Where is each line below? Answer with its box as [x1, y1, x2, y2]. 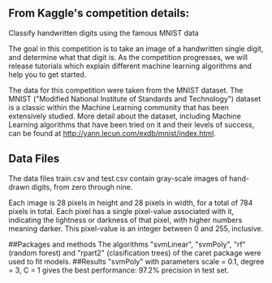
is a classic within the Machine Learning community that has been [8, 102, 230, 112]
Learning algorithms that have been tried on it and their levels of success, [8, 119, 255, 129]
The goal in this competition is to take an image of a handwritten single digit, [8, 44, 264, 54]
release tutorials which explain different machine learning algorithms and [8, 61, 252, 71]
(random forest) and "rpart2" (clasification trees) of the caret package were [8, 247, 261, 258]
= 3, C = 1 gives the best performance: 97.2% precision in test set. [8, 265, 230, 275]
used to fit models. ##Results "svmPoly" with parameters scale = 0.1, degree [8, 256, 265, 266]
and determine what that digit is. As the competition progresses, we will [8, 52, 248, 62]
